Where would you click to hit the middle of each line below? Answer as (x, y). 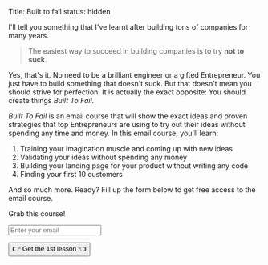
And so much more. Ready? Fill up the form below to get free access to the (132, 190)
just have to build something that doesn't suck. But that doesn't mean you (130, 84)
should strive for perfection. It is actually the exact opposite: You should (127, 92)
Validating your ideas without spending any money (103, 157)
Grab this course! (37, 214)
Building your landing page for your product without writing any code (134, 166)
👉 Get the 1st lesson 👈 (49, 249)
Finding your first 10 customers (71, 174)
